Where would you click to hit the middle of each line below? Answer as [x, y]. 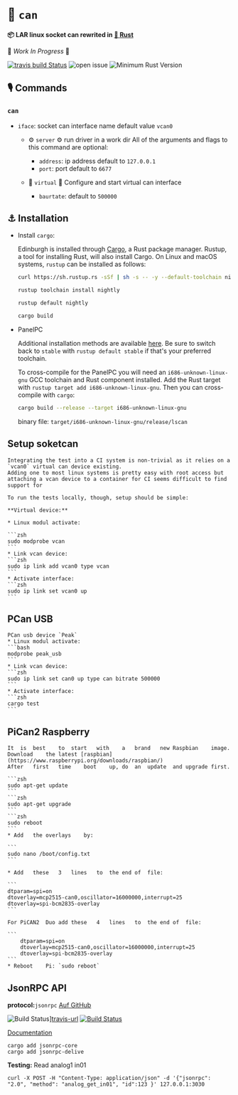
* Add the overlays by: [50, 835]
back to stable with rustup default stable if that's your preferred [114, 351]
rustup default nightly [53, 303]
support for [25, 485]
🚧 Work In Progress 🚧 [38, 51]
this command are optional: [68, 147]
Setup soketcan [43, 444]
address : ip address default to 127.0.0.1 [97, 161]
